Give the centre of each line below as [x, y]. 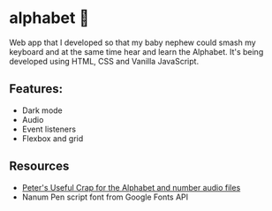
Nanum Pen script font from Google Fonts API [105, 197]
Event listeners [49, 129]
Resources [39, 166]
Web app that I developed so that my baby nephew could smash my [132, 42]
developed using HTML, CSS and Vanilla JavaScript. [104, 61]
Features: [36, 89]
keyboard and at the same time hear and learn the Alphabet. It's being [136, 51]
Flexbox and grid [53, 138]
